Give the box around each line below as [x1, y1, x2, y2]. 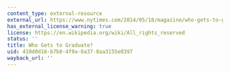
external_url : [7, 16, 48, 23]
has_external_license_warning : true [7, 23, 112, 29]
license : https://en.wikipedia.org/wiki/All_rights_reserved [7, 29, 186, 36]
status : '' [7, 36, 38, 43]
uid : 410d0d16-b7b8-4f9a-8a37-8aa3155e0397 [7, 49, 133, 56]
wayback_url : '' [7, 55, 53, 62]
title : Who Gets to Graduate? [7, 42, 94, 49]
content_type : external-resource [7, 10, 103, 17]
